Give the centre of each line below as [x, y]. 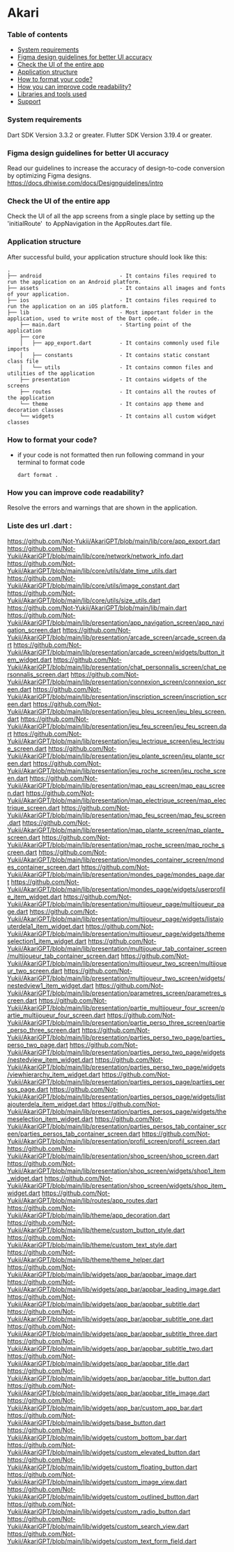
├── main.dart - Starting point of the [106, 325]
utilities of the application [51, 373]
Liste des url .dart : [40, 526]
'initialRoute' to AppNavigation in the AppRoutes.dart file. [89, 224]
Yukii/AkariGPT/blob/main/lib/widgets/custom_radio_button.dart [99, 1512]
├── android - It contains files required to [112, 276]
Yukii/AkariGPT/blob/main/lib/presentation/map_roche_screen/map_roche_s [116, 844]
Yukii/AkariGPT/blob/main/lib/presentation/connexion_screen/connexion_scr [117, 682]
